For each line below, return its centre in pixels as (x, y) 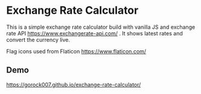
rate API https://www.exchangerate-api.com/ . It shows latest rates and (94, 33)
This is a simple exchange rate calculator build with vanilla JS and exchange (101, 27)
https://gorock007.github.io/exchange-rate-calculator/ (74, 84)
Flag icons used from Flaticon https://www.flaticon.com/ (76, 51)
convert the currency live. (38, 40)
